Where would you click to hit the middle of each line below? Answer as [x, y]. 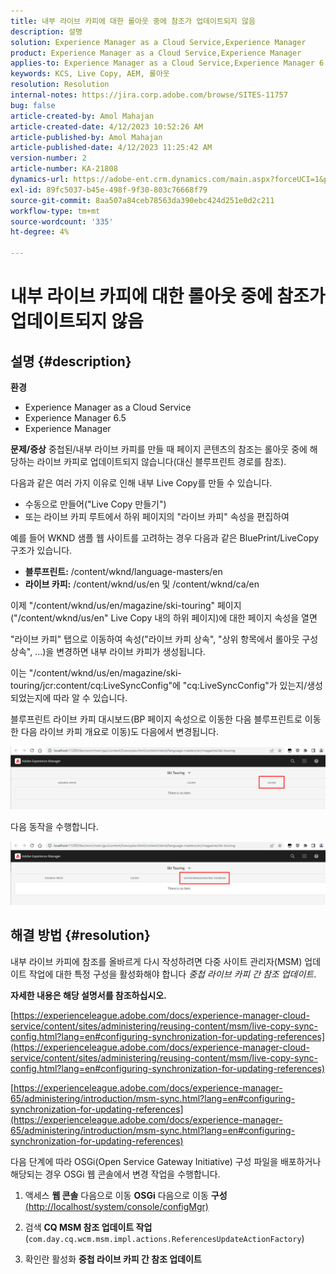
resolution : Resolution [60, 85]
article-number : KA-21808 [64, 169]
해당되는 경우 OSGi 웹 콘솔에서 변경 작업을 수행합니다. [115, 1174]
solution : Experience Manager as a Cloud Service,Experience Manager [158, 42]
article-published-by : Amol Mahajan [86, 137]
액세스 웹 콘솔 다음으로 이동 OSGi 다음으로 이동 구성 [126, 1195]
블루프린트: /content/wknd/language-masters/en [123, 571]
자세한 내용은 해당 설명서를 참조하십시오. [88, 995]
